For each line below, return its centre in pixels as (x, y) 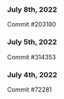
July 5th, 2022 (32, 42)
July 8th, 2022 (32, 10)
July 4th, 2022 (32, 74)
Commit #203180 (32, 25)
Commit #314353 (32, 57)
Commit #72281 (30, 89)
